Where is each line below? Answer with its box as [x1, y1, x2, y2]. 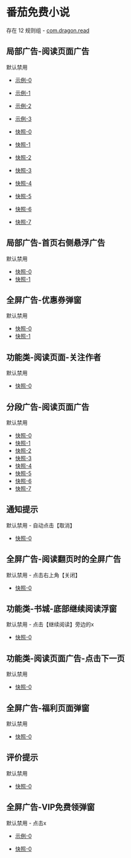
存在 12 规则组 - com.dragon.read [6, 27, 89, 34]
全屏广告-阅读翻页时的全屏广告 [6, 554, 121, 564]
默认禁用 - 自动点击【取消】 [6, 521, 75, 529]
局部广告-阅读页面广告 [6, 46, 89, 56]
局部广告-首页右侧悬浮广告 [6, 238, 106, 248]
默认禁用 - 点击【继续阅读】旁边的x [6, 621, 94, 628]
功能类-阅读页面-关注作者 [6, 352, 101, 362]
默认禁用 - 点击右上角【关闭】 [6, 571, 81, 578]
